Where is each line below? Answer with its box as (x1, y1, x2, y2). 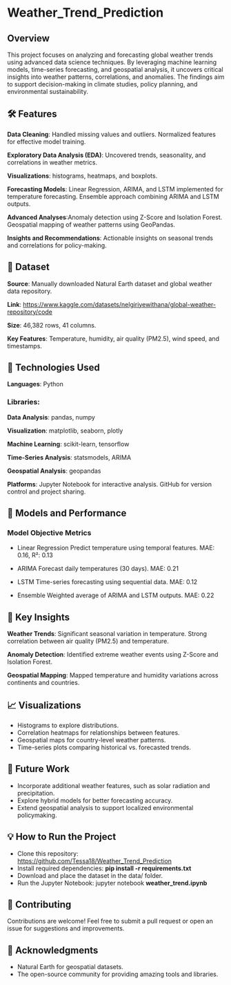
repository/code (7, 308, 53, 316)
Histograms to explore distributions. (17, 721, 119, 730)
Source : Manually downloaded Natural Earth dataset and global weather (7, 279, 212, 288)
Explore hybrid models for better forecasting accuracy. (17, 796, 173, 805)
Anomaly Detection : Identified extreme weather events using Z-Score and (7, 650, 219, 659)
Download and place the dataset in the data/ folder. (17, 871, 163, 879)
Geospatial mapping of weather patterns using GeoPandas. (7, 220, 176, 229)
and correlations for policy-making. (7, 241, 107, 250)
